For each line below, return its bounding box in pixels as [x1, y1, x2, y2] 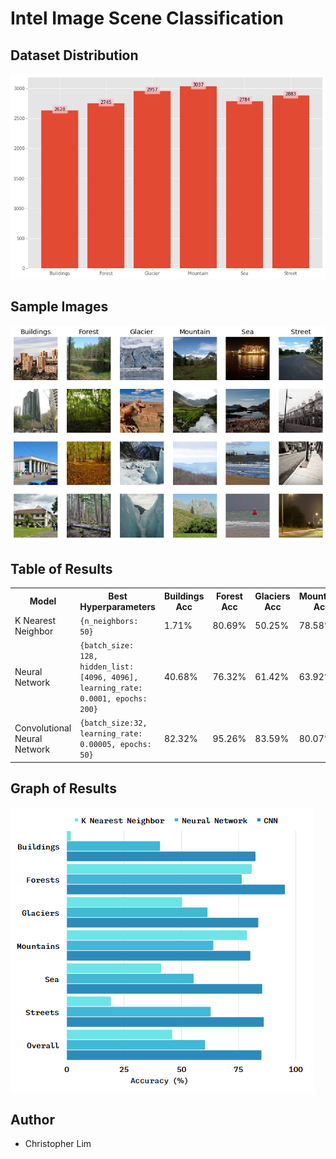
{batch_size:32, [79, 718, 148, 729]
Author [10, 1111, 55, 1128]
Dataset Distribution [10, 47, 139, 64]
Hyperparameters [79, 600, 156, 612]
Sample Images [10, 298, 109, 316]
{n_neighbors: [79, 616, 139, 626]
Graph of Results [10, 780, 117, 797]
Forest [215, 590, 243, 602]
